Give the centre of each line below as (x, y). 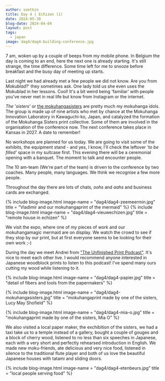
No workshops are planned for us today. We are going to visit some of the (80, 142)
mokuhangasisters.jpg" (29, 297)
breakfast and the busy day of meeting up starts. (55, 71)
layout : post (19, 28)
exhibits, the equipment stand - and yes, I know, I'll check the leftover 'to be (82, 147)
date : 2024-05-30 (23, 19)
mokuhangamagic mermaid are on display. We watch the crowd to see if (79, 232)
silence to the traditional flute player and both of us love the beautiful (75, 353)
